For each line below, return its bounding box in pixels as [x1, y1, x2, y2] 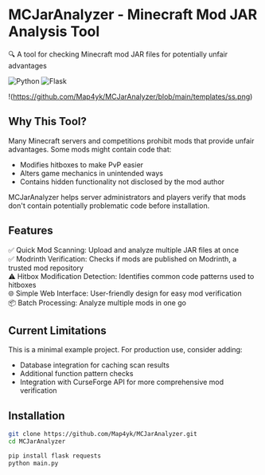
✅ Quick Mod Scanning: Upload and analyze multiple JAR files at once [8, 245, 240, 254]
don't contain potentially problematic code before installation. [8, 201, 210, 210]
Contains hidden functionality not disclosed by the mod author [19, 177, 225, 186]
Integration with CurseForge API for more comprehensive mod [19, 377, 224, 387]
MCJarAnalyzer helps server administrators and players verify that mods [8, 192, 247, 202]
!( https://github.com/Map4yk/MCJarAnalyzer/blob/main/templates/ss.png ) [8, 92, 253, 101]
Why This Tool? [8, 115, 88, 128]
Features [8, 224, 53, 237]
